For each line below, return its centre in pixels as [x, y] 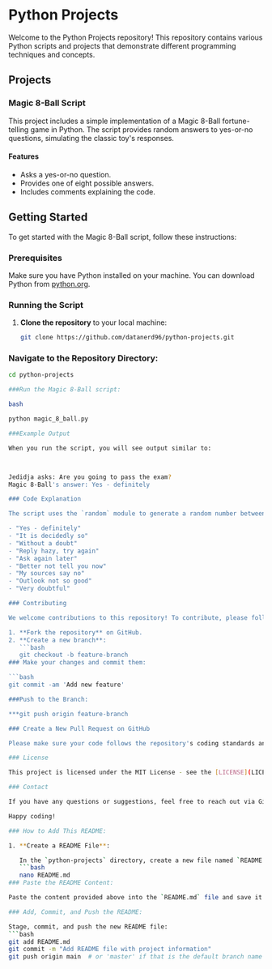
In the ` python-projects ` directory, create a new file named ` [130, 860]
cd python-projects [41, 375]
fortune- [236, 121]
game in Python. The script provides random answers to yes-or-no [142, 129]
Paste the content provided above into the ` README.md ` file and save [130, 898]
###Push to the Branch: [49, 699]
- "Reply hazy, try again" [54, 551]
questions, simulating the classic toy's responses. [91, 138]
